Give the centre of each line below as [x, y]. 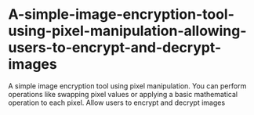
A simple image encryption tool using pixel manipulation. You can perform [127, 86]
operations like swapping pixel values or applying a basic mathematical [123, 94]
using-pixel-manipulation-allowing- [127, 31]
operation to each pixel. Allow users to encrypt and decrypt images [117, 102]
